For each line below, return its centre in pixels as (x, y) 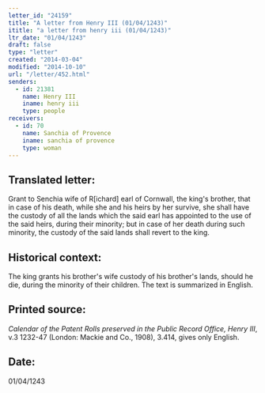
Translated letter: (52, 180)
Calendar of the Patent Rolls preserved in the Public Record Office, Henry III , (133, 328)
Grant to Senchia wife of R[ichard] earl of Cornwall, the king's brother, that (129, 199)
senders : (23, 81)
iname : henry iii (51, 104)
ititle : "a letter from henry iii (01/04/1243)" (90, 30)
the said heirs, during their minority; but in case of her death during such (127, 224)
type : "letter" (33, 52)
